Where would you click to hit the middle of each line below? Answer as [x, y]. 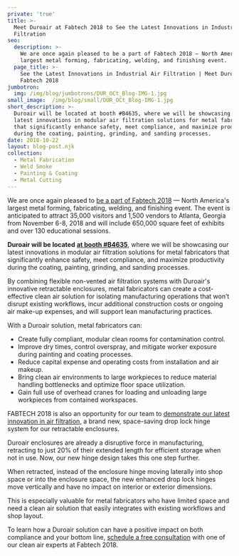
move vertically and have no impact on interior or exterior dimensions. [110, 487]
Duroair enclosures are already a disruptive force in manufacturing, [106, 443]
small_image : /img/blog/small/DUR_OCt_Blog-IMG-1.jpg [90, 101]
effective [20, 296]
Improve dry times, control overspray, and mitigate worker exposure [117, 346]
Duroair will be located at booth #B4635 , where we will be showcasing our [118, 244]
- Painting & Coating [46, 173]
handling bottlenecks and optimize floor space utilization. [102, 384]
